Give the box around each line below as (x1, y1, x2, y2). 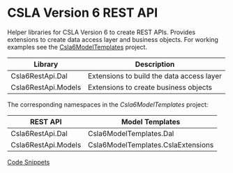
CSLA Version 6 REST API (7, 5, 158, 21)
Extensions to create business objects (87, 82, 213, 92)
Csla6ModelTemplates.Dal (87, 128, 174, 138)
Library (33, 59, 59, 69)
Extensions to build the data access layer (87, 71, 222, 81)
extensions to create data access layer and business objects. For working (7, 35, 218, 43)
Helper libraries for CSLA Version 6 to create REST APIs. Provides (7, 28, 196, 36)
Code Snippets (7, 158, 50, 166)
